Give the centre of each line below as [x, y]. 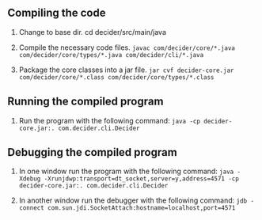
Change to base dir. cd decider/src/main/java [93, 32]
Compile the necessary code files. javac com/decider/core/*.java [127, 47]
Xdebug [30, 179]
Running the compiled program [85, 102]
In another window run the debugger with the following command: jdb [133, 200]
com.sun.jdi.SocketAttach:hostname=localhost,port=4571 [142, 208]
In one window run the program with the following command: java [126, 171]
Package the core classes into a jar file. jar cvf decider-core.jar [126, 70]
